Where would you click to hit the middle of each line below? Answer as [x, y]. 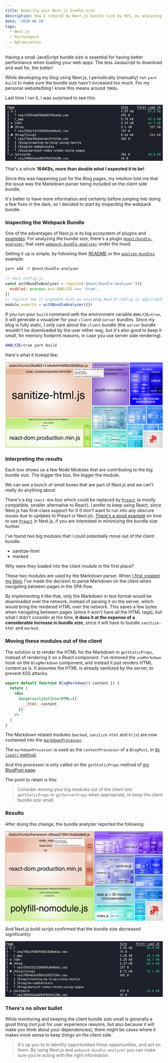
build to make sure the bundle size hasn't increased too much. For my [77, 83]
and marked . [27, 628]
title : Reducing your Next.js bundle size [50, 11]
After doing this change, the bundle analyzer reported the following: [75, 824]
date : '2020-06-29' [25, 21]
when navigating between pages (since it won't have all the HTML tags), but [84, 612]
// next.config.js [24, 278]
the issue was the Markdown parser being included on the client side [76, 184]
